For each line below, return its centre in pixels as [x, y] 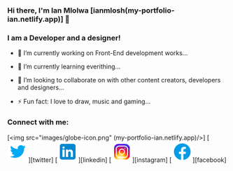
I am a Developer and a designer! [64, 38]
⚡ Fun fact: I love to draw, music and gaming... [84, 102]
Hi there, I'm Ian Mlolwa [48, 10]
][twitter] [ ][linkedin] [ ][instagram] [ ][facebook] [127, 160]
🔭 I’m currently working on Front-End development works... [103, 53]
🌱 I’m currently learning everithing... [69, 67]
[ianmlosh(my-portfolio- [132, 10]
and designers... [41, 88]
